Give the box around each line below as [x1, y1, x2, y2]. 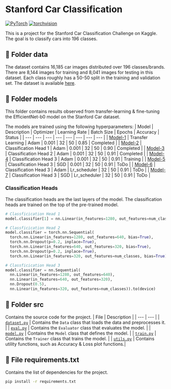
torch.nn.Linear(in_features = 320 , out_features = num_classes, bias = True [10, 253, 165, 258]
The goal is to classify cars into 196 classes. [5, 36, 98, 42]
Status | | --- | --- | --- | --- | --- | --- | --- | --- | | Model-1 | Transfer [5, 134, 148, 140]
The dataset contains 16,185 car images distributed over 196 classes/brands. [5, 63, 165, 70]
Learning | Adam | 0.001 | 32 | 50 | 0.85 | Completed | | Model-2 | [5, 140, 142, 146]
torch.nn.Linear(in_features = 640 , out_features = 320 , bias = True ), [10, 244, 152, 249]
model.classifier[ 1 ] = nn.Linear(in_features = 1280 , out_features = [5, 216, 149, 221]
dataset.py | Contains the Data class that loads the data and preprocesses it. [5, 319, 166, 326]
